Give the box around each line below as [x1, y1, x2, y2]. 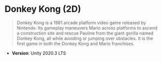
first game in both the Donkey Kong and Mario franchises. [16, 40, 135, 46]
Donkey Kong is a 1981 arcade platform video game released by [16, 20, 146, 26]
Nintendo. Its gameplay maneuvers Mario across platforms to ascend [16, 25, 158, 30]
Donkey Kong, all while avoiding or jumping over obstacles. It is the [16, 35, 154, 41]
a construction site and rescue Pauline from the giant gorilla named [16, 30, 154, 36]
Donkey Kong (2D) [4, 3, 81, 15]
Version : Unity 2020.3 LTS [11, 50, 66, 56]
